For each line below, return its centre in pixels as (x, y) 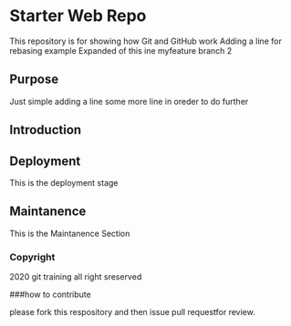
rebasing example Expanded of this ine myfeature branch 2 (121, 50)
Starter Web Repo (78, 16)
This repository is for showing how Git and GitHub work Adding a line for (146, 41)
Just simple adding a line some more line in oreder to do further (129, 101)
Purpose (34, 80)
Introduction (46, 130)
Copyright (32, 257)
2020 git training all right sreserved (76, 277)
